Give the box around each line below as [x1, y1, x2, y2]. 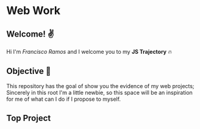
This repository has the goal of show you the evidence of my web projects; [6, 82, 195, 89]
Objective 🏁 [6, 66, 51, 76]
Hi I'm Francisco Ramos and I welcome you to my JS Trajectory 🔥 [6, 48, 173, 55]
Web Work [6, 4, 61, 18]
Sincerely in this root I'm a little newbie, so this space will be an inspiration [6, 89, 193, 96]
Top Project [6, 113, 51, 123]
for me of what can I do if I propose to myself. [6, 95, 121, 103]
